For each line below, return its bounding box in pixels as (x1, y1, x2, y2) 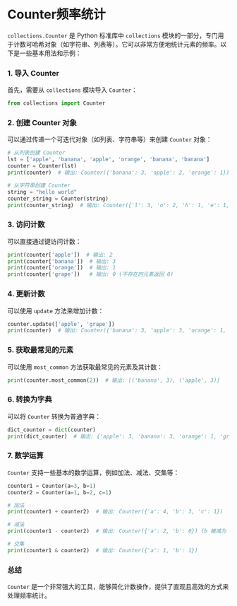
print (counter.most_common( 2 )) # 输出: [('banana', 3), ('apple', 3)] (7, 376, 220, 384)
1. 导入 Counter (7, 68, 60, 78)
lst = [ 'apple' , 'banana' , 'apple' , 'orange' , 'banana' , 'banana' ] (7, 156, 210, 163)
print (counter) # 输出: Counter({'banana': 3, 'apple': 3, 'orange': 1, (7, 327, 227, 334)
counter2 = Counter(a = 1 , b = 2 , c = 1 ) (7, 489, 112, 496)
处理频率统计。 (7, 591, 51, 600)
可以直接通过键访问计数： (7, 237, 82, 245)
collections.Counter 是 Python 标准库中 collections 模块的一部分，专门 (7, 31, 219, 40)
